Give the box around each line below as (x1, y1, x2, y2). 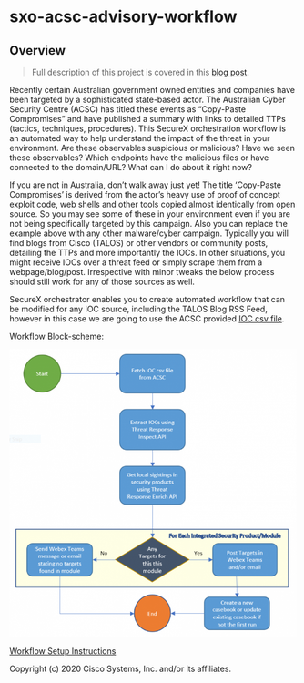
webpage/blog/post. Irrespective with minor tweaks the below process (9, 267, 275, 277)
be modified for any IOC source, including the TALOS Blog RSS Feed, (9, 303, 269, 314)
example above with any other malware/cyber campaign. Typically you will (9, 228, 289, 239)
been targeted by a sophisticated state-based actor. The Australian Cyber (9, 94, 287, 105)
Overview (9, 43, 66, 58)
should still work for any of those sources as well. (9, 276, 196, 287)
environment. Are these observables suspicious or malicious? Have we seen (9, 143, 296, 153)
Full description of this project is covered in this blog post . (31, 66, 250, 77)
